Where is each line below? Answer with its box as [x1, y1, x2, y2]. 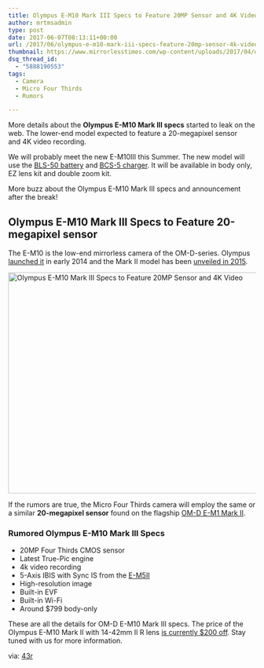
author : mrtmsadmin [8, 19, 72, 27]
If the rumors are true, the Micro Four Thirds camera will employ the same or [8, 500, 256, 509]
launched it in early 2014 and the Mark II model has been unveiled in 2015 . [8, 257, 248, 266]
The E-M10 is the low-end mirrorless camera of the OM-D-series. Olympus [8, 248, 251, 258]
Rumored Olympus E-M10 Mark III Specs [8, 527, 165, 538]
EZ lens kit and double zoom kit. [8, 169, 112, 178]
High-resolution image [19, 579, 93, 589]
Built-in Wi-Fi [19, 596, 63, 605]
